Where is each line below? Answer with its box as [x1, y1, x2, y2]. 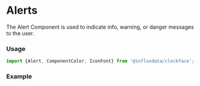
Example [6, 72, 32, 81]
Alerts [6, 4, 38, 17]
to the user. [6, 29, 34, 36]
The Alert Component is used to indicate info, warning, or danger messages [6, 23, 194, 30]
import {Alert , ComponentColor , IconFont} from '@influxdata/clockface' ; [6, 58, 195, 64]
